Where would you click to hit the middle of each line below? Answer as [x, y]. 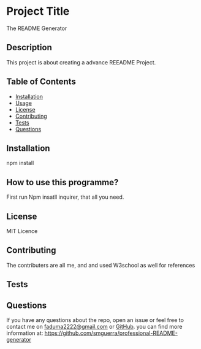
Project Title [38, 11]
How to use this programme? [63, 182]
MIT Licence [22, 231]
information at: [25, 333]
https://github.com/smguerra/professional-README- [111, 333]
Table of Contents [41, 82]
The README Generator [37, 28]
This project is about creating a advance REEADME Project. [81, 62]
